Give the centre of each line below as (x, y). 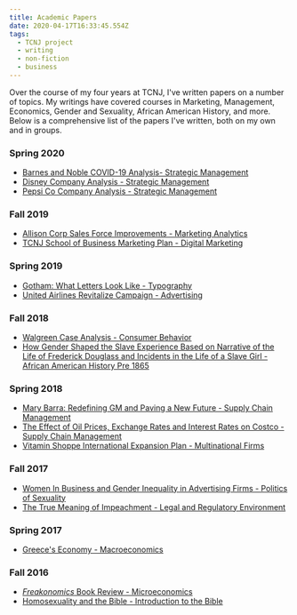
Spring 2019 (36, 266)
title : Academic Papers (53, 17)
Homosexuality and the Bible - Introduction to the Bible (123, 602)
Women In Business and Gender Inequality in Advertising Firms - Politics (155, 488)
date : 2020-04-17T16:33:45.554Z (69, 26)
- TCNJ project (45, 42)
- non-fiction (43, 59)
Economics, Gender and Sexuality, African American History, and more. (140, 111)
